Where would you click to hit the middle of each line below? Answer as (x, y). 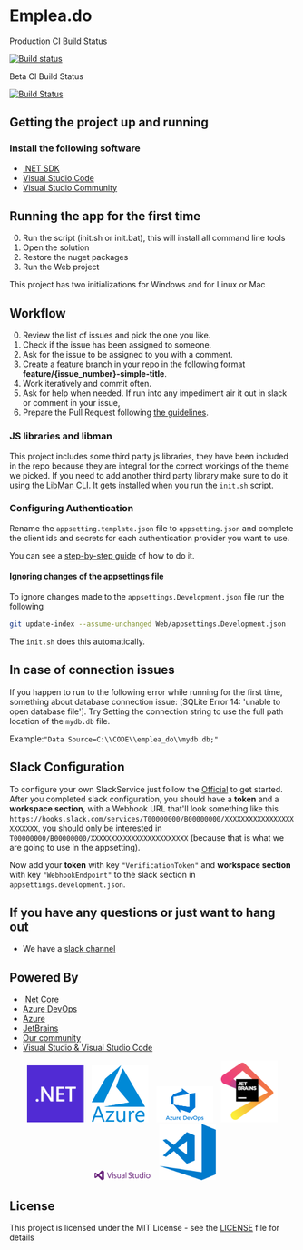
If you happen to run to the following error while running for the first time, (146, 691)
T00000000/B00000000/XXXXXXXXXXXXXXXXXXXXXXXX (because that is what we (147, 837)
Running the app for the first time (105, 216)
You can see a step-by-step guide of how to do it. (102, 555)
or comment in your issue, (71, 403)
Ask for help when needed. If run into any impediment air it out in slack (155, 393)
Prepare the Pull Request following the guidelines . (115, 413)
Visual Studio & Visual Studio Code (88, 1048)
